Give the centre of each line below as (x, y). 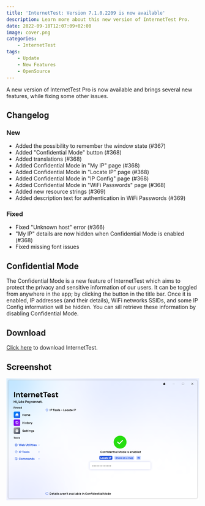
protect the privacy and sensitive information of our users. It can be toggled (102, 288)
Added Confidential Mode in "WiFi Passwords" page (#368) (91, 185)
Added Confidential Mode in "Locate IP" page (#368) (82, 172)
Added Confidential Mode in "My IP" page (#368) (77, 166)
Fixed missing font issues (47, 247)
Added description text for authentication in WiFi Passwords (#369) (100, 198)
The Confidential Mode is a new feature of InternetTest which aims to (93, 281)
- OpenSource (34, 71)
